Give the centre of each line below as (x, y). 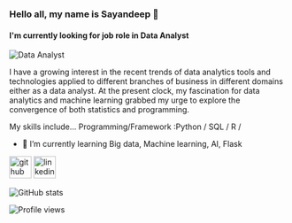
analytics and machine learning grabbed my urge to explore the (125, 100)
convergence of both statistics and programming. (100, 110)
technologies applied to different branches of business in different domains (146, 81)
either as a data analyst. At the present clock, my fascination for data (134, 91)
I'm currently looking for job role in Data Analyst (99, 35)
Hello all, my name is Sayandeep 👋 (84, 14)
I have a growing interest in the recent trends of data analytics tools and (140, 72)
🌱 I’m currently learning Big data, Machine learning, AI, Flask (132, 144)
